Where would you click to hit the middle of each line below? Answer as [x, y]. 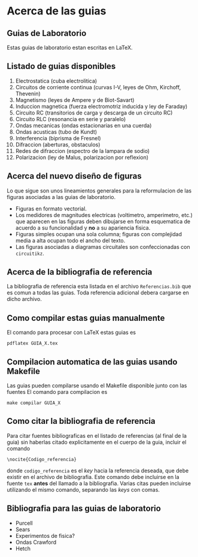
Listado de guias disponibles [61, 66]
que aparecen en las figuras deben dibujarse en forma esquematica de [103, 221]
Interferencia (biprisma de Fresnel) [58, 138]
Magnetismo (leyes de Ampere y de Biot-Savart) [75, 100]
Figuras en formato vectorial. [51, 209]
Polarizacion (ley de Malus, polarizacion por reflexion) [82, 157]
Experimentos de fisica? [45, 535]
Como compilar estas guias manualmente [86, 318]
